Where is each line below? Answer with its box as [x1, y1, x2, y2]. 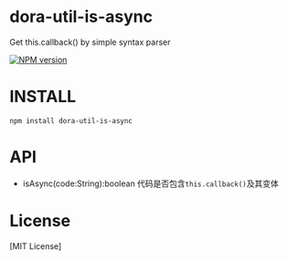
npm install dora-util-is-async [9, 116, 133, 125]
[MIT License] [9, 240, 62, 252]
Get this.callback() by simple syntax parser [9, 36, 171, 47]
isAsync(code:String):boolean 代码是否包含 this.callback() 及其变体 [22, 178, 279, 189]
